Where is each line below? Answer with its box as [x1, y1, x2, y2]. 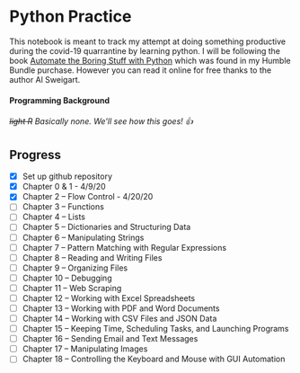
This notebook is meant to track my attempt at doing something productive [9, 36, 286, 47]
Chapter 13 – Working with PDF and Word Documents [22, 303, 220, 314]
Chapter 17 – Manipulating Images [22, 343, 148, 354]
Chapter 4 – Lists [22, 211, 85, 222]
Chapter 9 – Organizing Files [22, 262, 128, 273]
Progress [9, 147, 61, 163]
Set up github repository [22, 171, 112, 182]
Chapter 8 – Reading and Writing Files [22, 252, 163, 262]
